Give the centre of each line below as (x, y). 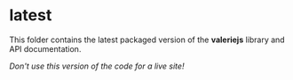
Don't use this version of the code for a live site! (97, 66)
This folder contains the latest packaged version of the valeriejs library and (147, 40)
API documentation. (45, 48)
